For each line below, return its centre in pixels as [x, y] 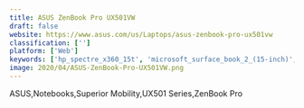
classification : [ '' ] [50, 43]
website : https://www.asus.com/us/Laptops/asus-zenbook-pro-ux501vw [141, 34]
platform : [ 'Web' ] [44, 51]
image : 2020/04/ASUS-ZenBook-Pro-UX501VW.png [96, 68]
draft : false [34, 26]
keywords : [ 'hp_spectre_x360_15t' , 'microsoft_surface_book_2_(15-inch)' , [153, 59]
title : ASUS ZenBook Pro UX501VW [72, 18]
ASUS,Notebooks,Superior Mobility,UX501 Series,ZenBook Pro [126, 93]
